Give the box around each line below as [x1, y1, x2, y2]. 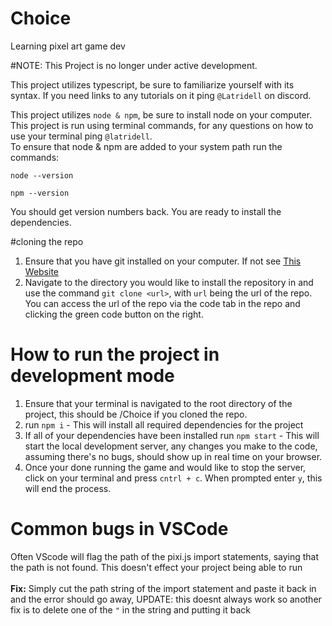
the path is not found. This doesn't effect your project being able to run [10, 561, 303, 573]
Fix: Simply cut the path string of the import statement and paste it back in [10, 582, 317, 594]
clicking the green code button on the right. [24, 308, 204, 320]
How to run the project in [10, 343, 220, 366]
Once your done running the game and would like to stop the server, [24, 461, 307, 473]
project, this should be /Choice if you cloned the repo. [24, 408, 248, 420]
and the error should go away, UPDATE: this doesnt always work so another [10, 593, 322, 605]
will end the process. [24, 482, 112, 494]
